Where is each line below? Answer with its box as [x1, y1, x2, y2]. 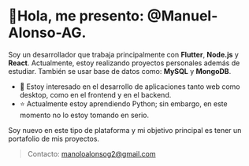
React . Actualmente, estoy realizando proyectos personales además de [8, 58, 240, 68]
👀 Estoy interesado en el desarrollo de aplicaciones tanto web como [19, 82, 240, 91]
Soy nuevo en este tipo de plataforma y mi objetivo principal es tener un [8, 125, 242, 135]
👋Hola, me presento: [8, 7, 144, 25]
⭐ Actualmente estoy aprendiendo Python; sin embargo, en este [19, 98, 228, 109]
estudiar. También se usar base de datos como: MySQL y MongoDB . [8, 66, 232, 76]
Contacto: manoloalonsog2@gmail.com [27, 149, 156, 158]
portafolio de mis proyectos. [8, 134, 100, 143]
